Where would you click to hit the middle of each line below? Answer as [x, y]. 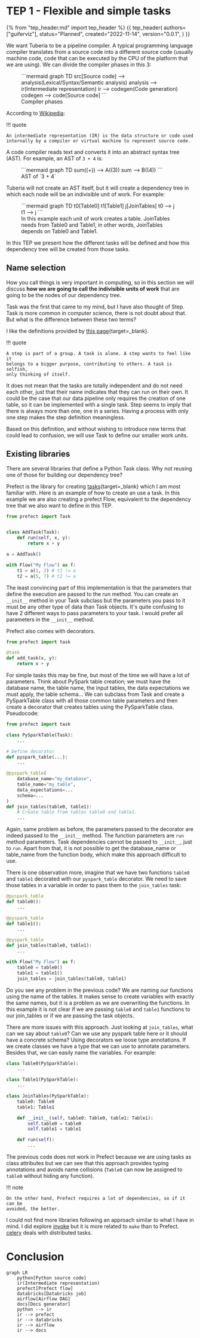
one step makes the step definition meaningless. [66, 417]
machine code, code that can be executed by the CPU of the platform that [97, 58]
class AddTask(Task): [33, 532]
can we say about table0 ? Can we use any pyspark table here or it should [97, 1033]
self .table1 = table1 [55, 1129]
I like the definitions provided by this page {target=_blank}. [78, 331]
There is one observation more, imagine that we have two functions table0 [98, 873]
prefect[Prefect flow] [45, 1288]
